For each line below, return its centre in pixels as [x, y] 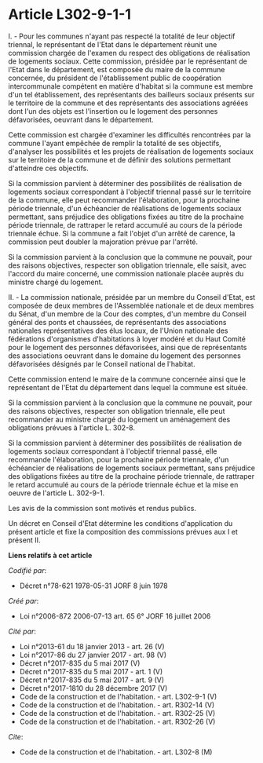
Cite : [16, 736]
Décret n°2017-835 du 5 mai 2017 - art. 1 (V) [91, 671]
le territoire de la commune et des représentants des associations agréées [128, 103]
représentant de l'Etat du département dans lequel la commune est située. [128, 387]
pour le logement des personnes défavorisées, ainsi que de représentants [128, 347]
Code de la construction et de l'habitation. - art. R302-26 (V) [117, 721]
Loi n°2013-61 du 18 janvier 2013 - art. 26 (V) [92, 646]
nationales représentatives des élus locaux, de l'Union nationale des [118, 330]
